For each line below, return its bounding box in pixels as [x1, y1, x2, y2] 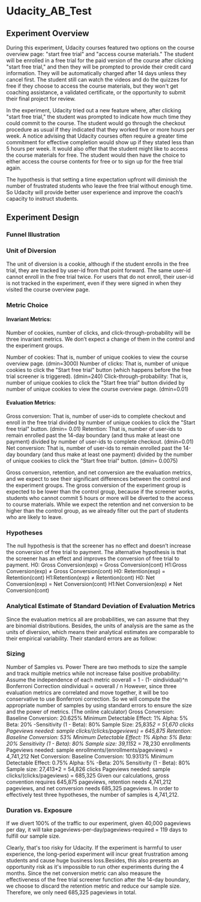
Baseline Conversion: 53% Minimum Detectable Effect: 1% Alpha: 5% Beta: [6, 733, 192, 740]
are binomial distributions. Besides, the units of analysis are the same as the [6, 622, 194, 629]
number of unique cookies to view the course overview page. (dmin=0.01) [6, 385, 189, 392]
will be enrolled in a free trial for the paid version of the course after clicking [6, 57, 194, 64]
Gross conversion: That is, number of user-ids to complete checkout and [6, 412, 186, 419]
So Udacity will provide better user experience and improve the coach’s [6, 189, 183, 196]
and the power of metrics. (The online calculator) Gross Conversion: [6, 708, 175, 715]
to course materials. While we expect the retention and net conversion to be [6, 501, 194, 508]
